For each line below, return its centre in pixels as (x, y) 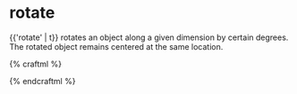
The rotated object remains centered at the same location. (116, 46)
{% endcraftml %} (42, 81)
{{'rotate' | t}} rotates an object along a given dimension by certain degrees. (149, 37)
